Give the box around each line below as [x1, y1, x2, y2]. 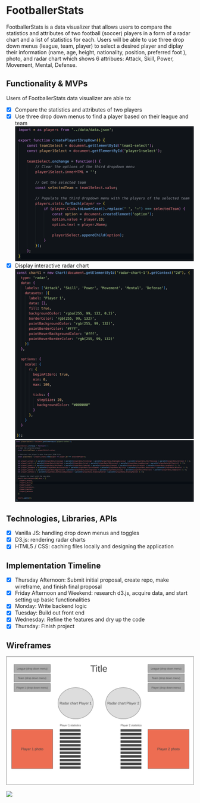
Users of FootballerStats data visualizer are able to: [6, 94, 132, 101]
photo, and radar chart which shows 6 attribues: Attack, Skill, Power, [6, 55, 174, 62]
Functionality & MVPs [6, 79, 88, 89]
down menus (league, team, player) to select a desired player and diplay [6, 42, 183, 50]
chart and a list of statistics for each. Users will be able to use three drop [6, 36, 185, 43]
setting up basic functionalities [14, 596, 90, 603]
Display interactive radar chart [14, 262, 89, 269]
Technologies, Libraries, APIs [6, 514, 117, 524]
